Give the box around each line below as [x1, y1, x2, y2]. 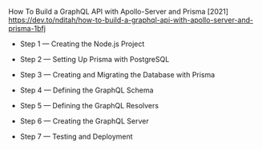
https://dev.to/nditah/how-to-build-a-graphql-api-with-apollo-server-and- [8, 15, 254, 25]
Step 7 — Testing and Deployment [19, 131, 134, 141]
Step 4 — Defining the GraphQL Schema [19, 85, 154, 95]
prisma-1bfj [8, 24, 46, 33]
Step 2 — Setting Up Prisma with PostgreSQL [19, 55, 170, 64]
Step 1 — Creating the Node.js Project [19, 39, 145, 49]
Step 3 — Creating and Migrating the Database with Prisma [19, 70, 216, 79]
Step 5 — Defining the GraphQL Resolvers [19, 101, 159, 110]
